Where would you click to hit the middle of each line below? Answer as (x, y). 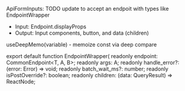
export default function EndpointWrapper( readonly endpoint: (82, 56)
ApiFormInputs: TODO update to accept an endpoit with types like (88, 9)
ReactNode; (21, 81)
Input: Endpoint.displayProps (50, 27)
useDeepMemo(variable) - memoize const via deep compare (82, 45)
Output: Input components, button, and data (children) (82, 33)
